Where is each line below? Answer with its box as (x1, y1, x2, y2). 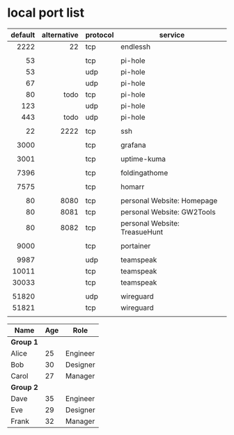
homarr (120, 182, 145, 191)
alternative (41, 30, 79, 40)
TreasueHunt (120, 227, 164, 237)
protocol (85, 30, 114, 40)
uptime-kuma (120, 154, 166, 164)
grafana (120, 140, 146, 150)
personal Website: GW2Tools (120, 207, 216, 216)
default (10, 30, 36, 40)
